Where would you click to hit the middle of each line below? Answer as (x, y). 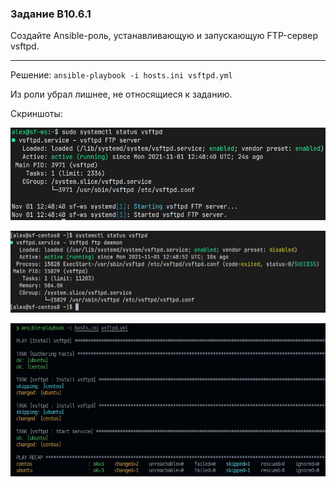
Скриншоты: (36, 114)
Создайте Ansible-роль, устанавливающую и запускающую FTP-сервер (164, 36)
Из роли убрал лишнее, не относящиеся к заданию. (121, 94)
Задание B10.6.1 (51, 14)
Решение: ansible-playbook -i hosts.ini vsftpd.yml (121, 75)
